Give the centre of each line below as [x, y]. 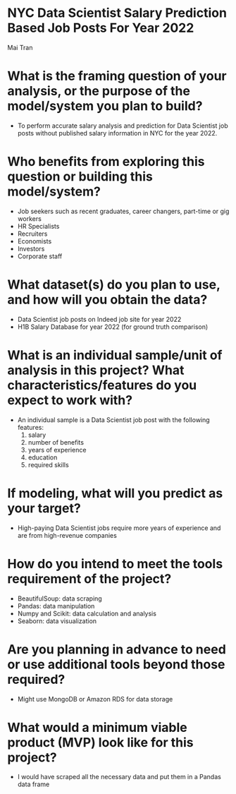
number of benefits [56, 442]
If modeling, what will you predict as [115, 493]
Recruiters [32, 234]
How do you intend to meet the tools [115, 564]
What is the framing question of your [117, 76]
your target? [44, 508]
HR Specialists [38, 226]
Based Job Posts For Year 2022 [101, 28]
